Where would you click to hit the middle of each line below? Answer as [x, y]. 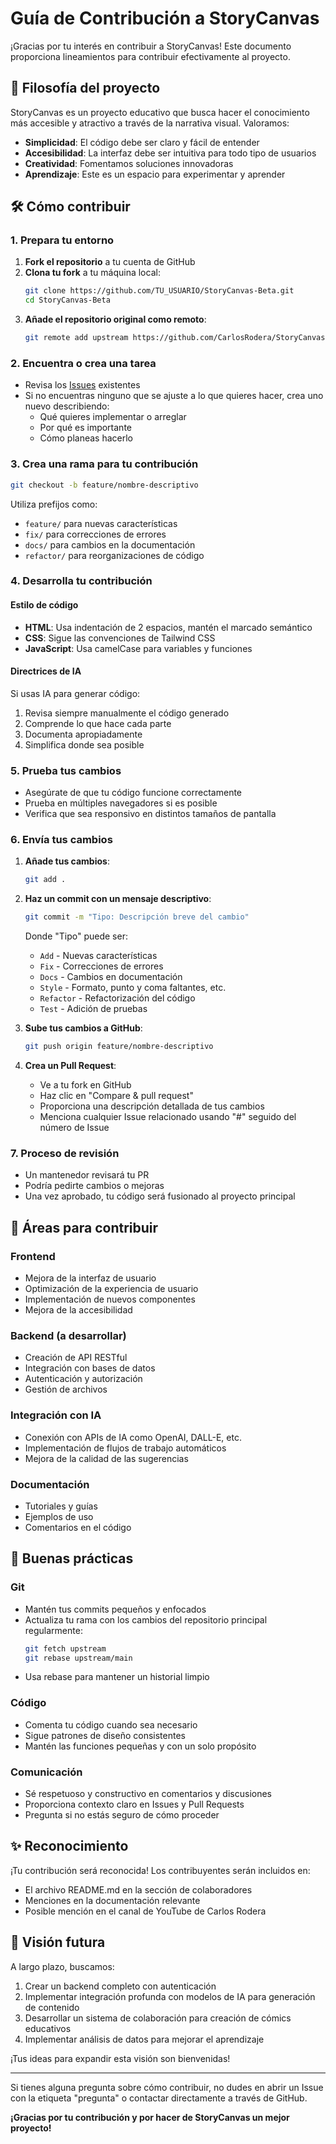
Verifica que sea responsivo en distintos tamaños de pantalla [150, 814]
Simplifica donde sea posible [84, 744]
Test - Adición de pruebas [93, 1009]
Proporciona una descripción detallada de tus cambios [152, 1106]
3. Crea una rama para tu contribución [104, 464]
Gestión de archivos [66, 1389]
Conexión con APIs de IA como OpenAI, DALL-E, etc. [133, 1437]
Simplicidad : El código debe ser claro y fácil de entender [142, 142]
